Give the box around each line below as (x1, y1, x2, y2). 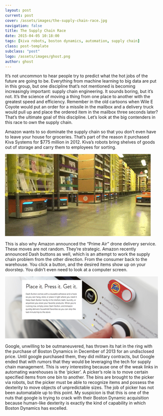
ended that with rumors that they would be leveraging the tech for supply (5, 359, 151, 364)
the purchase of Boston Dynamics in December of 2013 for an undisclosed (5, 348, 154, 354)
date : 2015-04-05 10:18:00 (5, 34, 60, 38)
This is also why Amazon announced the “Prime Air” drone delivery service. (5, 241, 157, 247)
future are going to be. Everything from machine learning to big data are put (5, 78, 157, 84)
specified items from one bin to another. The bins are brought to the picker (5, 374, 154, 380)
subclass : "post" (5, 49, 40, 53)
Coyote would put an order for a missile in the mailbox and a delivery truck (5, 104, 154, 110)
